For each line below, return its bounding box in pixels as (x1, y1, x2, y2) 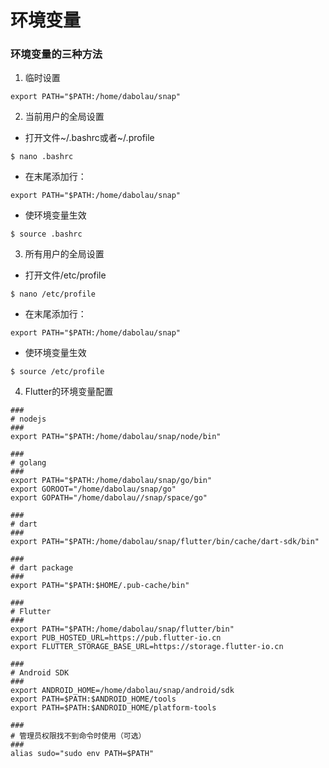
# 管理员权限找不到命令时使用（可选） (10, 731, 147, 741)
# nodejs (10, 414, 47, 425)
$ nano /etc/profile (10, 289, 97, 300)
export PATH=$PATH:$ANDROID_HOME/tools (10, 694, 177, 705)
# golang (10, 458, 47, 468)
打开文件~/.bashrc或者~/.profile (24, 132, 155, 144)
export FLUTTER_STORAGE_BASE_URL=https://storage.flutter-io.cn (10, 642, 284, 652)
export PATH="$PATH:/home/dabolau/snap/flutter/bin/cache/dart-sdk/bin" (10, 537, 320, 547)
